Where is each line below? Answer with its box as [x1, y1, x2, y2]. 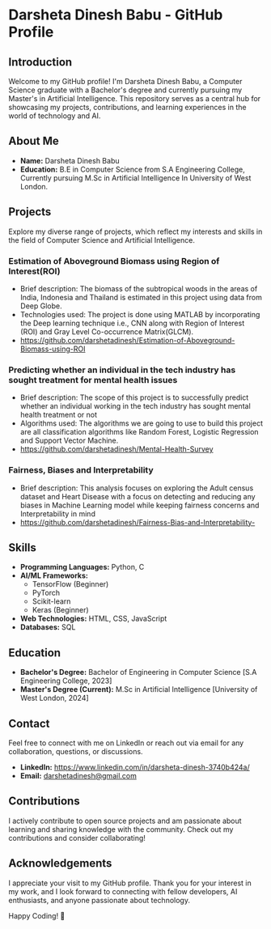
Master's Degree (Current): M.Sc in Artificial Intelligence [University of [19, 685, 258, 694]
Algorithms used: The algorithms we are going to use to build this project [19, 418, 263, 428]
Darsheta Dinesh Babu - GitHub [8, 6, 223, 24]
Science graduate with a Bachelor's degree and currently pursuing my [8, 85, 243, 95]
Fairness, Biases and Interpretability [8, 464, 154, 476]
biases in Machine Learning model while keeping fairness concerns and [19, 500, 260, 510]
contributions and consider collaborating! [8, 833, 146, 842]
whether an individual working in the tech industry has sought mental [19, 401, 251, 411]
